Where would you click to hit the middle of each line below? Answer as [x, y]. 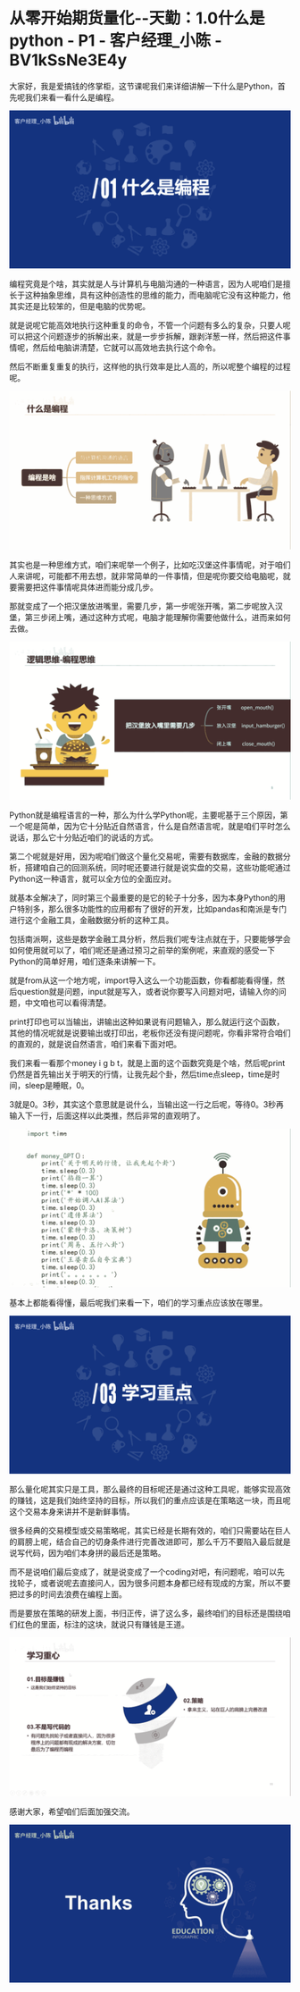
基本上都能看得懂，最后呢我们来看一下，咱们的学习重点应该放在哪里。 [138, 1302]
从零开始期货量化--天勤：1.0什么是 [137, 18]
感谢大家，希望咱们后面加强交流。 [72, 1811]
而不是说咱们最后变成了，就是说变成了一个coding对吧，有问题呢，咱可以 [143, 1572]
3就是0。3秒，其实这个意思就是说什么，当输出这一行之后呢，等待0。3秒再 [146, 1105]
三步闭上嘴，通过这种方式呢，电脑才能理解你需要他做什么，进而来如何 [162, 617]
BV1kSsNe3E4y [68, 60]
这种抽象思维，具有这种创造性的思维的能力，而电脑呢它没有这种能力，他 [158, 295]
